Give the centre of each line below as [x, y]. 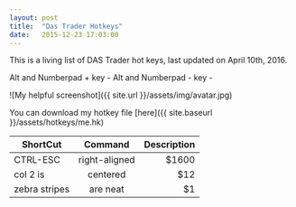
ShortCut [42, 145]
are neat [106, 189]
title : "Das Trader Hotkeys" [66, 26]
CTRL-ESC [37, 160]
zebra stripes [42, 189]
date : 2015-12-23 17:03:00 [64, 34]
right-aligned [106, 160]
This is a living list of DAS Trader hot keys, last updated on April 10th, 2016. [148, 61]
